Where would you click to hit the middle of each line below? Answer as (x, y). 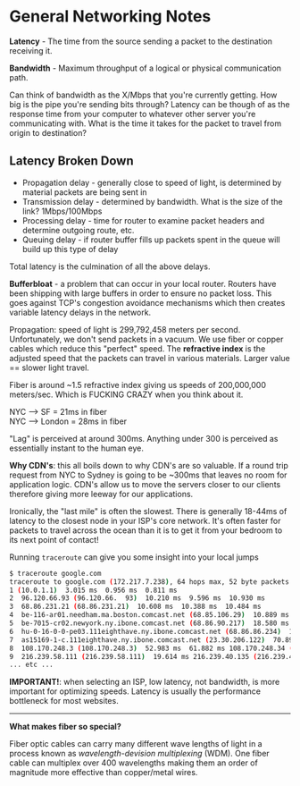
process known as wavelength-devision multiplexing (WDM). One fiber (139, 754)
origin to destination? (48, 132)
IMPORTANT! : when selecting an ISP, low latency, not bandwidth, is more (145, 682)
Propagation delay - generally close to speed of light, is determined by (152, 182)
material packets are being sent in (84, 192)
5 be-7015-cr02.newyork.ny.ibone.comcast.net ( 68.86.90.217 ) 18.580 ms (150, 623)
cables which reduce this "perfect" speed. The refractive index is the (137, 348)
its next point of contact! (54, 539)
